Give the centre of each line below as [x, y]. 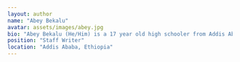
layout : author [30, 14]
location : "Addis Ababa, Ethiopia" [60, 47]
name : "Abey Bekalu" [38, 21]
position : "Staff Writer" [46, 41]
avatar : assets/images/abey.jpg [55, 27]
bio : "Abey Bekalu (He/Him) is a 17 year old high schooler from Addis [116, 34]
